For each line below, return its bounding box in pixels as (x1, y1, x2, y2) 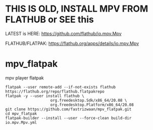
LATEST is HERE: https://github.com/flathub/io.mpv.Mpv (5, 30, 122, 36)
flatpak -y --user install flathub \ (5, 93, 85, 99)
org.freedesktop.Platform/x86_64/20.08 (50, 102, 134, 107)
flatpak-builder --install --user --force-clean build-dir (5, 115, 132, 120)
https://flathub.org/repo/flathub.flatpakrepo (5, 89, 105, 94)
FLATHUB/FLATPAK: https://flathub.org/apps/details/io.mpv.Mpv (5, 40, 139, 46)
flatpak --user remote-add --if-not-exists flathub (5, 84, 116, 90)
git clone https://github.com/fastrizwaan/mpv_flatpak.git (5, 107, 132, 112)
